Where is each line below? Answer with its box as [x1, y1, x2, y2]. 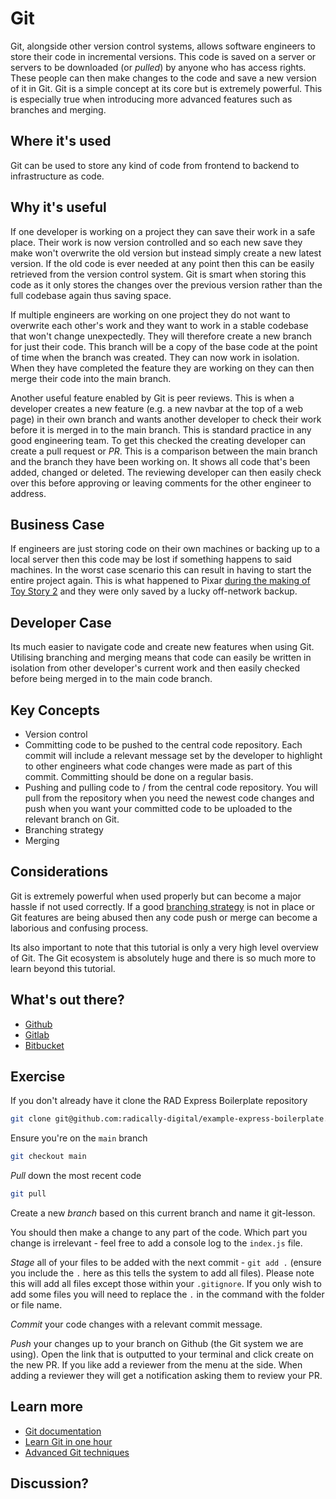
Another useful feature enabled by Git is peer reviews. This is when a [10, 392, 295, 404]
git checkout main [10, 1152, 87, 1162]
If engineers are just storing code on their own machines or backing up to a [10, 543, 320, 555]
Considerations [10, 863, 109, 881]
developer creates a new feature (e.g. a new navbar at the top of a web [10, 402, 304, 414]
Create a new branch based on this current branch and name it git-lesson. [10, 1207, 316, 1219]
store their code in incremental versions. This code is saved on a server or [10, 50, 317, 62]
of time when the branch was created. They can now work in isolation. [10, 351, 300, 363]
